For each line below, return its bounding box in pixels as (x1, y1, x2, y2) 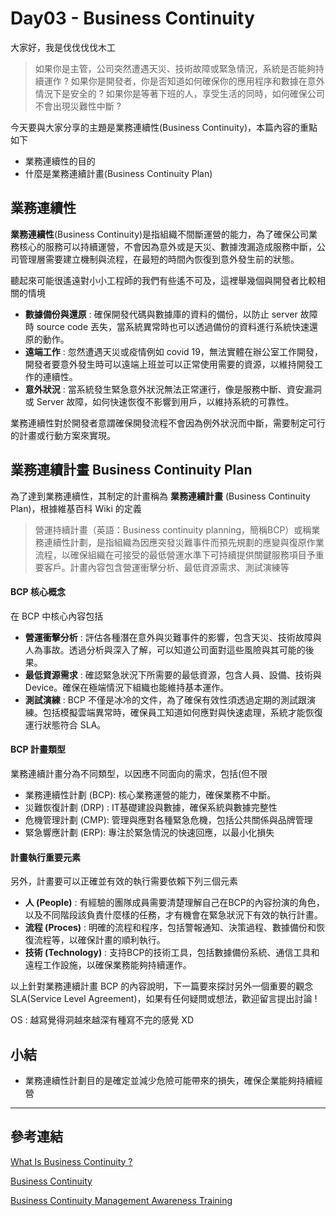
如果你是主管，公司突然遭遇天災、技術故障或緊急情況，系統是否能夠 (34, 62, 316, 74)
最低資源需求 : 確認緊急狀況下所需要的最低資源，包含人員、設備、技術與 (24, 668, 322, 681)
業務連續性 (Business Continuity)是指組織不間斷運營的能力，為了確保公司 (10, 228, 310, 240)
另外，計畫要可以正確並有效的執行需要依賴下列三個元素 (10, 875, 238, 887)
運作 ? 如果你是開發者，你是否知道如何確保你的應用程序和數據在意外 (43, 75, 325, 87)
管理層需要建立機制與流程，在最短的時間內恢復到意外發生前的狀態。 (18, 253, 300, 265)
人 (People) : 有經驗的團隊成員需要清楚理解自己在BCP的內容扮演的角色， (24, 897, 325, 909)
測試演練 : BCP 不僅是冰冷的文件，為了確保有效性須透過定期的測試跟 (24, 693, 307, 706)
